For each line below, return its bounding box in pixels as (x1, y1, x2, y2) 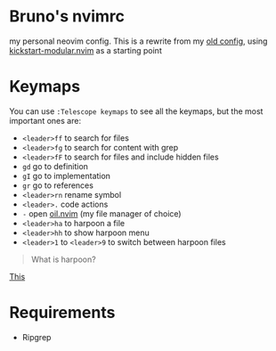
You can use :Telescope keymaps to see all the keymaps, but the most (9, 105, 264, 117)
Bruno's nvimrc (9, 6, 126, 27)
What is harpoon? (30, 254, 96, 265)
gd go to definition (21, 160, 89, 171)
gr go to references (21, 180, 93, 191)
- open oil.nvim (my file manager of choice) (21, 208, 182, 219)
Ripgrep (21, 331, 52, 342)
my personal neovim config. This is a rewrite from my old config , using (9, 36, 268, 46)
